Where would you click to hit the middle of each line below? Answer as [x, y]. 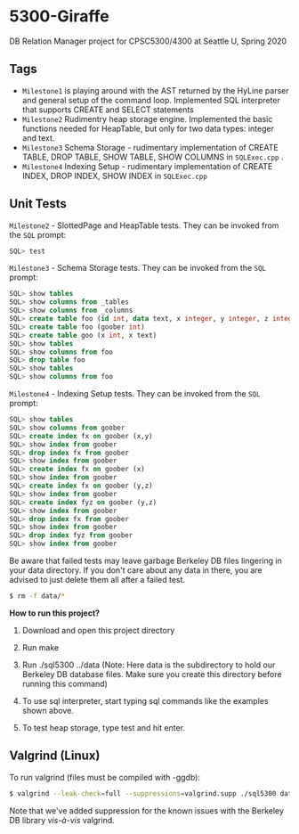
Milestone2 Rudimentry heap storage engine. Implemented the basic [147, 119]
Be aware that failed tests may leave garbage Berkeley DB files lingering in [145, 561]
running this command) [65, 683]
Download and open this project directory [98, 630]
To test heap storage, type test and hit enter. [103, 727]
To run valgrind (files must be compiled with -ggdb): [105, 777]
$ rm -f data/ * [37, 596]
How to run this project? [55, 613]
